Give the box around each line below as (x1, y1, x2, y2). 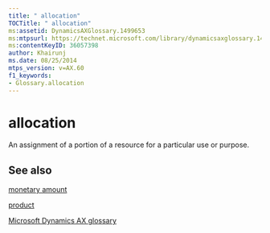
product (8, 200, 35, 210)
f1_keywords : (8, 72, 52, 80)
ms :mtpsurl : (8, 34, 48, 43)
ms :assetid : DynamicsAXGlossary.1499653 (8, 27, 146, 35)
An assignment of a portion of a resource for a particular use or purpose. (8, 140, 250, 149)
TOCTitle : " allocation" (8, 19, 92, 27)
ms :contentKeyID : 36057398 (8, 42, 99, 50)
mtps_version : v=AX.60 (8, 64, 84, 72)
